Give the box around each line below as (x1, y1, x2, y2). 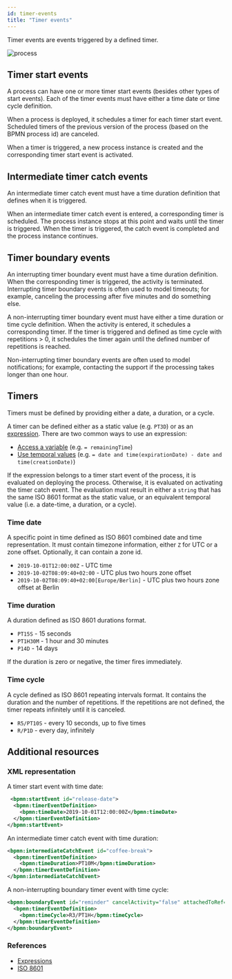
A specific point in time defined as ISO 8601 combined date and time (7, 533, 202, 542)
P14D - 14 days (17, 644, 58, 653)
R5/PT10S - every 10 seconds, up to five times (17, 719, 146, 727)
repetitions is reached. (7, 342, 71, 350)
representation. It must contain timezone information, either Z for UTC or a (7, 540, 218, 549)
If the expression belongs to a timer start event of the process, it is (7, 471, 197, 479)
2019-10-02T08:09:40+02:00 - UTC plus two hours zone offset (17, 569, 192, 577)
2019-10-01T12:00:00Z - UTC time (17, 561, 113, 570)
